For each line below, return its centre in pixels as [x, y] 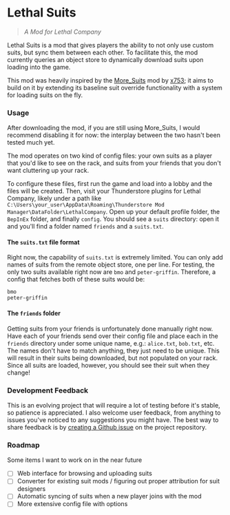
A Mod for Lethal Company [63, 32]
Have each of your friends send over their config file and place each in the [113, 336]
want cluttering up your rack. [48, 171]
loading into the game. [39, 67]
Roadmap [23, 445]
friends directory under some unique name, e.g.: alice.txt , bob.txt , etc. [111, 343]
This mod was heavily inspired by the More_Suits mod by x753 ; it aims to [110, 80]
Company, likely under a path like [54, 198]
